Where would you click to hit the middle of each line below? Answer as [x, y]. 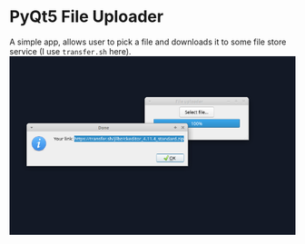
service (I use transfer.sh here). [70, 51]
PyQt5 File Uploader [87, 17]
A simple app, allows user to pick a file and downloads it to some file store [148, 42]
